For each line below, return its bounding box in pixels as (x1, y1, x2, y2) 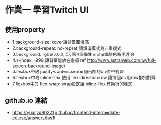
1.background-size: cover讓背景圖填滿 (12, 39, 89, 45)
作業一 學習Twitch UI (5, 4, 89, 16)
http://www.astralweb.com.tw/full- (87, 57, 156, 63)
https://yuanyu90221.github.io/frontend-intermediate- (12, 109, 121, 115)
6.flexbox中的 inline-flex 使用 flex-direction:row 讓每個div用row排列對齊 (12, 75, 156, 80)
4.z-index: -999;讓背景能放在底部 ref (12, 57, 86, 63)
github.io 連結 (5, 96, 48, 105)
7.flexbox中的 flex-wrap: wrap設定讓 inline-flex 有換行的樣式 (12, 81, 133, 87)
